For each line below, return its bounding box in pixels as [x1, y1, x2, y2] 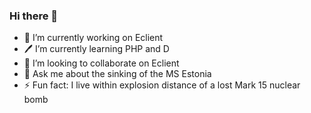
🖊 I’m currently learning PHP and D [23, 43, 170, 55]
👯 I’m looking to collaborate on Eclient [23, 57, 180, 69]
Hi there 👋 [9, 9, 59, 23]
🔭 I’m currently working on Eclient [23, 32, 164, 44]
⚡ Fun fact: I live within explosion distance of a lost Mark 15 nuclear [23, 79, 301, 91]
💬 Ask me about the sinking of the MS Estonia [23, 68, 212, 80]
